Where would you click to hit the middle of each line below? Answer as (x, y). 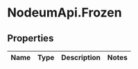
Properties (31, 38)
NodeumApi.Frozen (65, 13)
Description (81, 58)
